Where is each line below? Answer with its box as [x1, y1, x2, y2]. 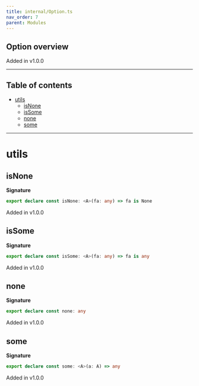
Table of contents [6, 80, 72, 90]
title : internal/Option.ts [6, 8, 73, 15]
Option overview [6, 42, 69, 52]
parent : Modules [6, 20, 46, 25]
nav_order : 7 [6, 14, 38, 20]
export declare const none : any [6, 308, 86, 314]
